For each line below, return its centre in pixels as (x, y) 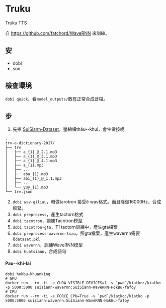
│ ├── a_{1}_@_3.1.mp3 (31, 157)
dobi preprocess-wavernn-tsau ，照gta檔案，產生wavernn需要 (76, 233)
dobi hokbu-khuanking (28, 274)
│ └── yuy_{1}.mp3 (27, 187)
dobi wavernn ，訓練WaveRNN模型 (48, 245)
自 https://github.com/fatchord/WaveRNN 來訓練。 (58, 33)
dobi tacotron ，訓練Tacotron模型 (48, 221)
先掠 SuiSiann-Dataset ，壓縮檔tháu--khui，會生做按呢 (68, 129)
